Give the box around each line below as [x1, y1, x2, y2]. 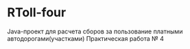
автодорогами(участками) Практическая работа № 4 [7, 34, 165, 42]
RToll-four [7, 5, 67, 20]
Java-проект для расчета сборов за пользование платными [7, 27, 183, 35]
